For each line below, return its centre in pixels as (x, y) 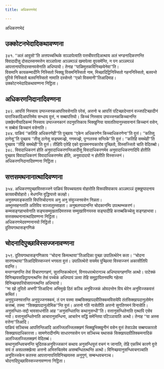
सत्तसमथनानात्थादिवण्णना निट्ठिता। (31, 217)
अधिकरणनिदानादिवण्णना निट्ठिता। (31, 161)
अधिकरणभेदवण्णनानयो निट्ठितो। (29, 222)
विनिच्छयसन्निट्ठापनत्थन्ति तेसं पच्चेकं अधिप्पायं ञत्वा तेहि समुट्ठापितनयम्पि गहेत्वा (64, 277)
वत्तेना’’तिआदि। (17, 322)
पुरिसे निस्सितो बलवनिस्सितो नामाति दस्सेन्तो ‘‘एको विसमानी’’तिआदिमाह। (61, 78)
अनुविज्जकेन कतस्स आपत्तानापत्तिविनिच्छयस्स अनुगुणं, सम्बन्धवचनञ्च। (59, 355)
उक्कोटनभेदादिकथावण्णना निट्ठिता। (32, 83)
